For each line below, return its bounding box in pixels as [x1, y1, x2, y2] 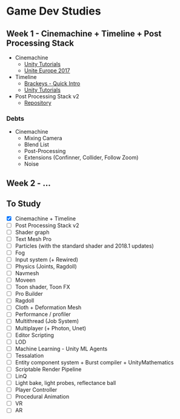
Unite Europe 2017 [24, 67, 71, 74]
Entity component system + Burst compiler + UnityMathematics [15, 358, 174, 366]
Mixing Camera [24, 135, 62, 142]
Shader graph [15, 228, 50, 236]
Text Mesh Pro [15, 235, 52, 242]
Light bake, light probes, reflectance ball [15, 380, 116, 386]
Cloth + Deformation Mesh [15, 304, 82, 311]
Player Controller [15, 386, 58, 393]
